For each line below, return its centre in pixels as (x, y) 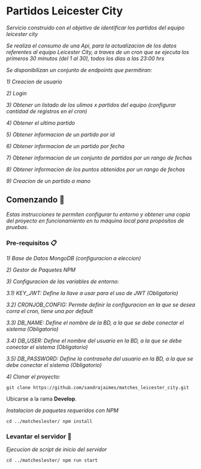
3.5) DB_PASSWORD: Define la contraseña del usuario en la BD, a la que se (100, 359)
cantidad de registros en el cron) (47, 111)
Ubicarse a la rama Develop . (41, 399)
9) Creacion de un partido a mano (49, 181)
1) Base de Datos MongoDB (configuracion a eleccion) (73, 258)
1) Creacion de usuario (34, 82)
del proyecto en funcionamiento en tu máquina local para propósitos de (95, 221)
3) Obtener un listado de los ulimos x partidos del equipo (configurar (91, 105)
